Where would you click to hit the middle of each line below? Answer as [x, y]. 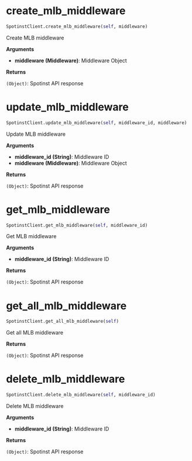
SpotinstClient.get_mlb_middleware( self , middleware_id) [77, 225]
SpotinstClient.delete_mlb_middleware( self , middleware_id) [81, 395]
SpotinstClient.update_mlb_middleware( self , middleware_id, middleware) [97, 123]
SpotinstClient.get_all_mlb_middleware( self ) [62, 322]
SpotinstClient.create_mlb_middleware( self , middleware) [77, 26]
